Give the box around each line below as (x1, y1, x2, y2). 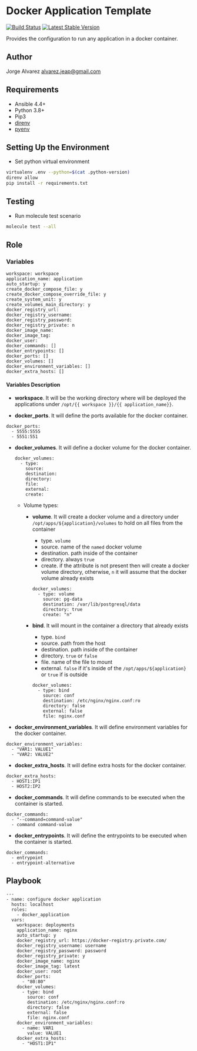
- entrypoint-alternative (11, 860, 75, 866)
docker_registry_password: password (16, 948, 107, 954)
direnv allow (6, 175, 38, 181)
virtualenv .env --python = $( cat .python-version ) (6, 169, 131, 175)
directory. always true (41, 556, 95, 563)
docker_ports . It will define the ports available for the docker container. (14, 412, 188, 419)
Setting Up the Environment (6, 142, 110, 152)
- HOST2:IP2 (11, 783, 41, 789)
